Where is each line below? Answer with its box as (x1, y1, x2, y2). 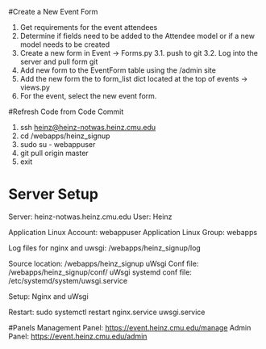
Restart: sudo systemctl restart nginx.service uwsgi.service (8, 307, 206, 317)
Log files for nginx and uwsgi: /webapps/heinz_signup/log (8, 242, 202, 253)
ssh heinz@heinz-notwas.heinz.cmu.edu (19, 123, 156, 132)
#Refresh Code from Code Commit (8, 107, 124, 116)
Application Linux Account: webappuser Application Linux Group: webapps (8, 227, 258, 237)
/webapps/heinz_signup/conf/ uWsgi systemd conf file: (8, 267, 192, 277)
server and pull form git (19, 57, 98, 66)
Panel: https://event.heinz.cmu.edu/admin (8, 331, 148, 341)
